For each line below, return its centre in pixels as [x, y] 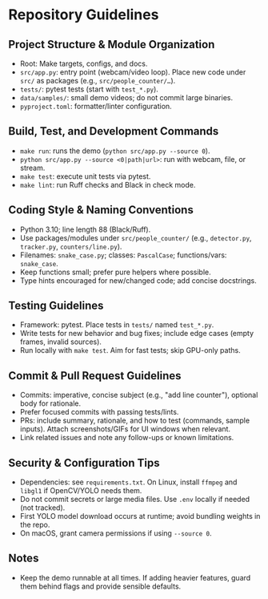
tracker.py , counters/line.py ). [71, 246]
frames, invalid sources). [61, 342]
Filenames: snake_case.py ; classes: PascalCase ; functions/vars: [123, 255]
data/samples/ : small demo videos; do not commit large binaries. [126, 97]
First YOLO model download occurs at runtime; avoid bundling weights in [140, 516]
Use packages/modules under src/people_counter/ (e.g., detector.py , [136, 237]
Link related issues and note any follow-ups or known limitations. [127, 438]
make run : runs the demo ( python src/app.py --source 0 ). [115, 151]
